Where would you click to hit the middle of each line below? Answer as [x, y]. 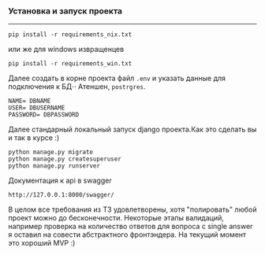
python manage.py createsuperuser [65, 159]
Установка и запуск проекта [65, 11]
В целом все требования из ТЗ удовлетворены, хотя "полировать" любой [132, 209]
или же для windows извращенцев [66, 50]
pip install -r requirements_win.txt [70, 64]
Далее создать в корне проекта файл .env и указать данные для [117, 78]
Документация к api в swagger [60, 181]
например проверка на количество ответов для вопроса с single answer [131, 227]
